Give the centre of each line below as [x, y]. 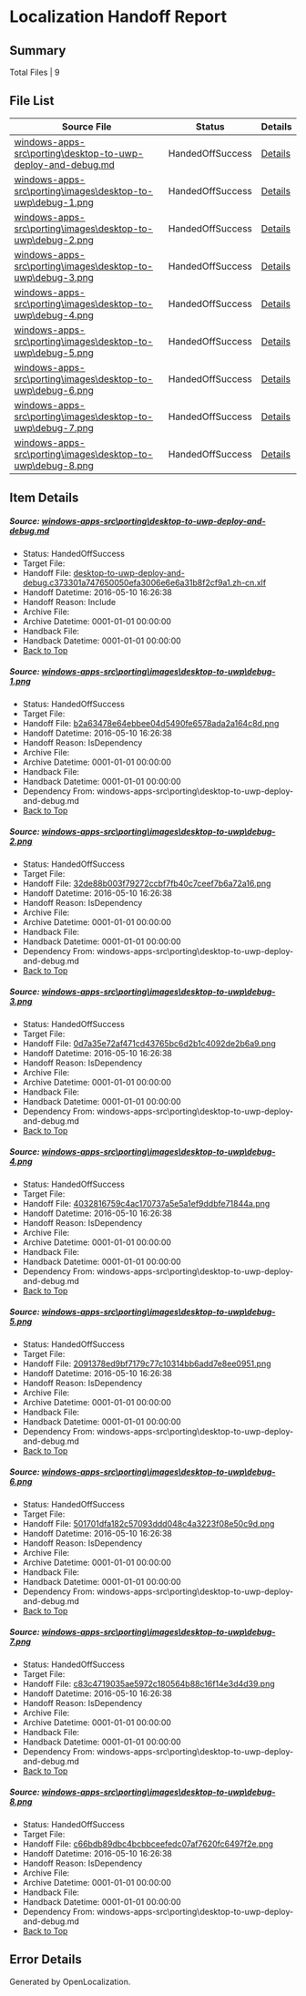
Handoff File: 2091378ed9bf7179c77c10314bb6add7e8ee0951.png [147, 1363]
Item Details [44, 498]
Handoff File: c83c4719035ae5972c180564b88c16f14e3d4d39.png [148, 1683]
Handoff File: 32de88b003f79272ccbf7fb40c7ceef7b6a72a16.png [147, 884]
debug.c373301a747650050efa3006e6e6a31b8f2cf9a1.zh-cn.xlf [144, 583]
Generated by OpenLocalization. [70, 1981]
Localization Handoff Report [118, 17]
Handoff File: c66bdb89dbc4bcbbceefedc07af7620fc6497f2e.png [148, 1844]
